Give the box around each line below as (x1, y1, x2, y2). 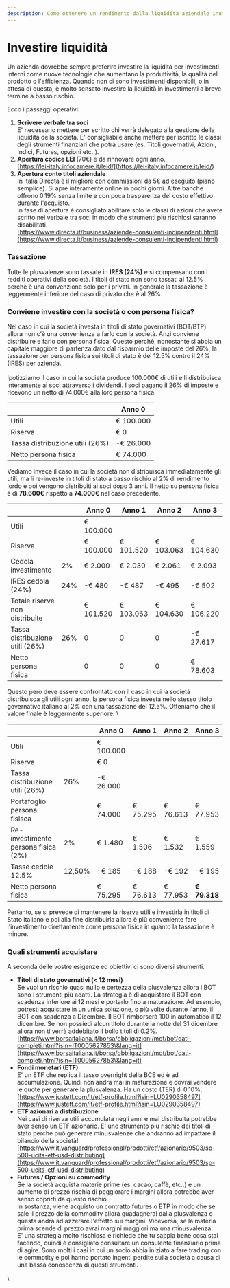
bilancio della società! (16, 1137, 79, 1145)
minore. (7, 930, 29, 938)
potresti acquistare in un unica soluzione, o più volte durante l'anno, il (16, 1005, 214, 1014)
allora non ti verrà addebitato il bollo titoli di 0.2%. (16, 1027, 157, 1035)
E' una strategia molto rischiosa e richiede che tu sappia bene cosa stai (16, 1232, 218, 1240)
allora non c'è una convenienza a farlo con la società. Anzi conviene (7, 330, 199, 338)
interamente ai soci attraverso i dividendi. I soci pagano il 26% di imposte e (7, 381, 219, 389)
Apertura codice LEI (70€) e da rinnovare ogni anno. (16, 155, 166, 163)
